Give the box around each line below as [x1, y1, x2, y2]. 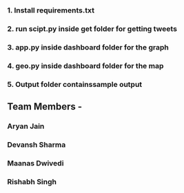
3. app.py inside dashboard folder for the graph [7, 42, 169, 52]
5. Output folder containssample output [7, 79, 143, 89]
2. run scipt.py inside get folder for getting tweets [7, 23, 178, 33]
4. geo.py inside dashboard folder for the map [7, 61, 164, 70]
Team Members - [7, 101, 83, 112]
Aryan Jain [7, 121, 45, 131]
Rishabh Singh [7, 176, 57, 186]
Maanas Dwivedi [7, 158, 64, 167]
